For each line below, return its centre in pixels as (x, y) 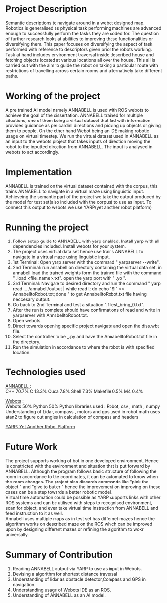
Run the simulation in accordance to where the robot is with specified (83, 347)
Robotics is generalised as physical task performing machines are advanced (83, 28)
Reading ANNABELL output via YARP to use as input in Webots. (77, 568)
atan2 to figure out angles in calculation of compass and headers (72, 417)
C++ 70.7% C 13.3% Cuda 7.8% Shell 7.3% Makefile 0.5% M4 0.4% (74, 391)
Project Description (46, 9)
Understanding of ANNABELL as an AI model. (59, 595)
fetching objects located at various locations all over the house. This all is (81, 60)
